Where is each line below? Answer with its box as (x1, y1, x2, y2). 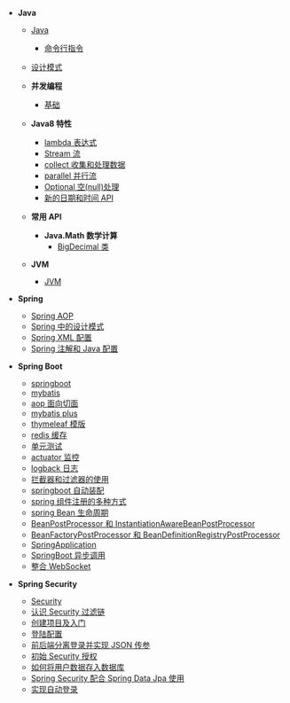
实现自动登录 (30, 684, 78, 694)
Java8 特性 (30, 119, 73, 129)
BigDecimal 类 (57, 241, 109, 252)
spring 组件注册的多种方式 (30, 496, 127, 506)
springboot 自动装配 (30, 485, 105, 496)
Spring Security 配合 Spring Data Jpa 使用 (30, 673, 184, 683)
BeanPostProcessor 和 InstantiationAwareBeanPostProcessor (30, 519, 255, 528)
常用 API (30, 212, 62, 222)
